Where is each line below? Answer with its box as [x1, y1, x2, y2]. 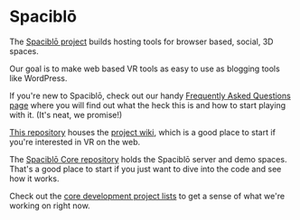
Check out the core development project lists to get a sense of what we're [9, 190, 286, 201]
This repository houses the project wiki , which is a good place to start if [9, 126, 276, 137]
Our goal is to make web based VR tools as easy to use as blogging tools [9, 63, 280, 74]
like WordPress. [9, 72, 68, 83]
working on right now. [9, 200, 90, 211]
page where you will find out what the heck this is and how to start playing [9, 99, 286, 110]
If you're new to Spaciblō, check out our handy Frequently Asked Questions [9, 90, 291, 101]
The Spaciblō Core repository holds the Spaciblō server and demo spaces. [9, 153, 287, 164]
